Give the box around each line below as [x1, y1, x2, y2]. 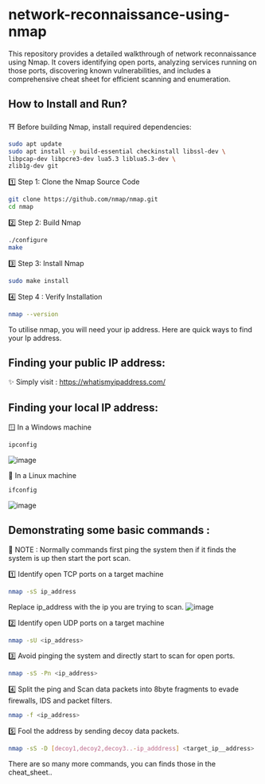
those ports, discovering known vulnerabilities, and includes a [8, 65, 211, 75]
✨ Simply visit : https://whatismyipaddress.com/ [8, 377, 166, 387]
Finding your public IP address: [8, 356, 166, 370]
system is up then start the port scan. [8, 553, 131, 563]
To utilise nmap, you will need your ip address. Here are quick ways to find [8, 324, 253, 334]
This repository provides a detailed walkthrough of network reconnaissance [8, 49, 257, 58]
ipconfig [8, 441, 37, 449]
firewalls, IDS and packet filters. [8, 696, 113, 706]
